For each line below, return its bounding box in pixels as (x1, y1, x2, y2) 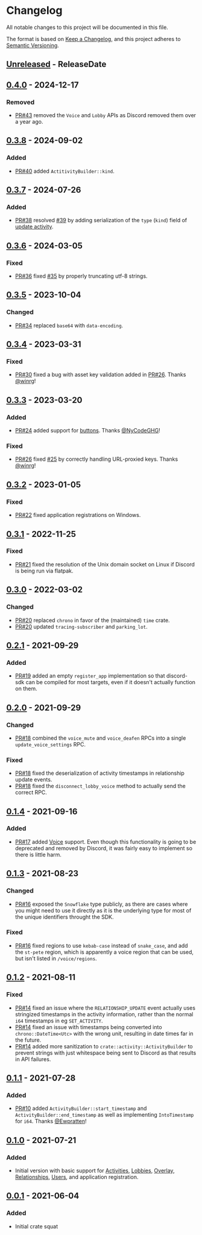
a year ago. (14, 118, 43, 126)
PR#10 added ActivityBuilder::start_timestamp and (14, 1105, 147, 1112)
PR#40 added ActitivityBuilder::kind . (14, 167, 115, 175)
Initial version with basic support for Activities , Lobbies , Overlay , (14, 1167, 175, 1174)
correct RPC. (14, 789, 47, 796)
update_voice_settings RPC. (14, 740, 86, 748)
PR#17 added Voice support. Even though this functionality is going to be (14, 838, 197, 845)
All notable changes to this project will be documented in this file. (6, 24, 169, 31)
